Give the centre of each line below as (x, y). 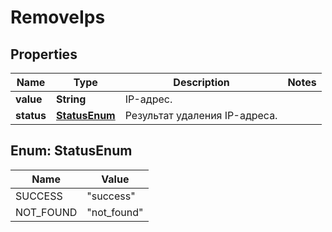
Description (201, 82)
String (71, 99)
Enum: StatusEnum (71, 151)
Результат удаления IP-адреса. (201, 115)
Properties (44, 54)
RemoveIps (58, 17)
